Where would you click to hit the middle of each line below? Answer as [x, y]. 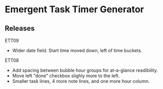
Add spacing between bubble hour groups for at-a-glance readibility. [85, 70]
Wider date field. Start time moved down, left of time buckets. [77, 50]
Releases [20, 28]
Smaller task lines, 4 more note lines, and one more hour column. [81, 81]
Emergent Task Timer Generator [75, 9]
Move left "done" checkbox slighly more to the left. [66, 76]
